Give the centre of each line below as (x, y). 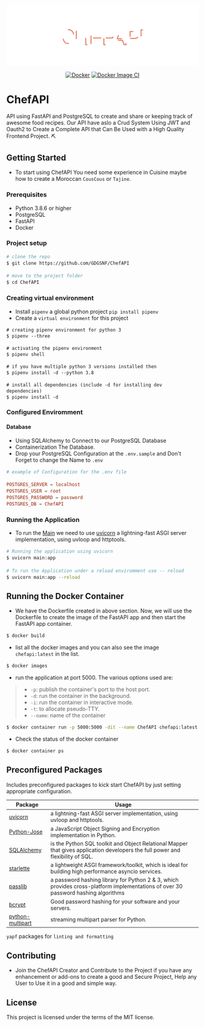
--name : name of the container (68, 716)
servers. (61, 908)
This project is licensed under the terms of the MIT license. (80, 1017)
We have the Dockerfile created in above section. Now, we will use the (103, 611)
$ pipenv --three (28, 336)
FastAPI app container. (44, 624)
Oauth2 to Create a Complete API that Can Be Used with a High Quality (95, 129)
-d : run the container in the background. (81, 696)
